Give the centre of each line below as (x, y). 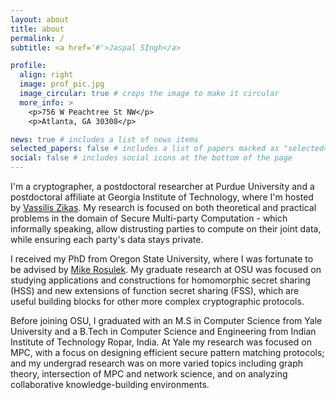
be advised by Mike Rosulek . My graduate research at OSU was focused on (166, 269)
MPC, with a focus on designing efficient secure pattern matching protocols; (167, 352)
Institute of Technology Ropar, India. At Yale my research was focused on (161, 342)
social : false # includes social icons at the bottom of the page (151, 158)
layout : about (40, 19)
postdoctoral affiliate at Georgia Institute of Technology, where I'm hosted (162, 197)
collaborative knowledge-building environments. (110, 384)
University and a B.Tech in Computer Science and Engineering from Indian (163, 331)
